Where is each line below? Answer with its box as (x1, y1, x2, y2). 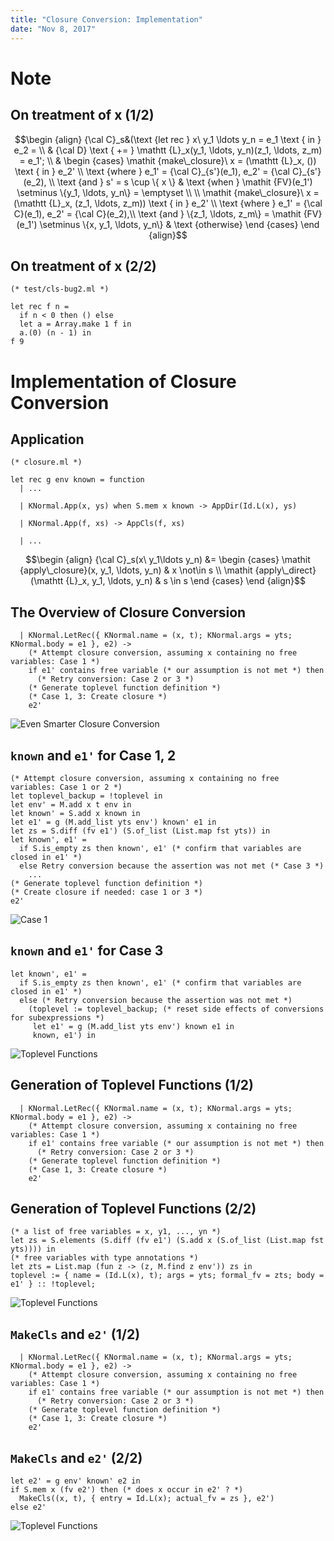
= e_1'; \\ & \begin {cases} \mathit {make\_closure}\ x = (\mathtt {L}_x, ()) (19, 154, 317, 166)
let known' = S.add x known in (10, 808, 141, 818)
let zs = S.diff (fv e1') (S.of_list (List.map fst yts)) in (10, 826, 271, 836)
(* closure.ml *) (10, 457, 83, 468)
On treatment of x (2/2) (10, 257, 157, 275)
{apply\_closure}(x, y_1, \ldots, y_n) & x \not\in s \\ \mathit (19, 564, 253, 576)
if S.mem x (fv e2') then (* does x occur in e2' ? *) (10, 1485, 244, 1495)
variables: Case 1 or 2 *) (10, 782, 123, 792)
